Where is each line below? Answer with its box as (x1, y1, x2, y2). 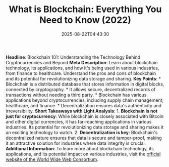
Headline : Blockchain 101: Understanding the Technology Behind (6, 54, 141, 60)
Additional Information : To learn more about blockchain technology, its (6, 145, 154, 151)
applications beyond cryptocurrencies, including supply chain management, (6, 97, 164, 103)
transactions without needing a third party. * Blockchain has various (6, 92, 147, 98)
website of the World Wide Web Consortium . (6, 156, 98, 162)
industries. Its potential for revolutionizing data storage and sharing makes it (6, 124, 164, 130)
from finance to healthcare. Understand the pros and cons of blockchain (6, 70, 156, 76)
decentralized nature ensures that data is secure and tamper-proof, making (6, 135, 162, 141)
